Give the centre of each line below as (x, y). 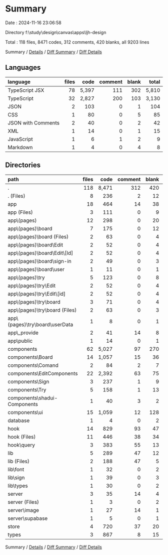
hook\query (21, 445)
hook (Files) (22, 437)
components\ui (25, 412)
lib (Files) (19, 461)
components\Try (27, 389)
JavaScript (20, 139)
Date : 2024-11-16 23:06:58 (33, 23)
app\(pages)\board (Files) (38, 236)
